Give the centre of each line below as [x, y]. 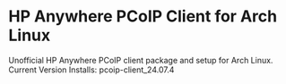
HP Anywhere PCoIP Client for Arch [143, 17]
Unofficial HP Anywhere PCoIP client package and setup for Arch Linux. [141, 60]
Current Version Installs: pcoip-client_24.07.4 [91, 70]
